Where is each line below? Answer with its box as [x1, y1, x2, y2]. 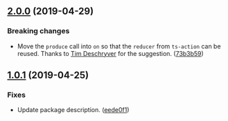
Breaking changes [7, 26, 70, 36]
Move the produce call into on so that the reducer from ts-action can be [17, 41, 221, 50]
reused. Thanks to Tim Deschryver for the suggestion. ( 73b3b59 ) [17, 49, 204, 57]
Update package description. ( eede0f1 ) [17, 106, 130, 114]
